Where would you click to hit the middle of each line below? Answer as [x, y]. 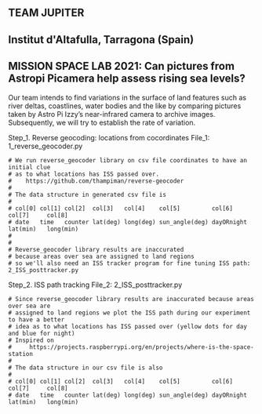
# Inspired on [31, 340]
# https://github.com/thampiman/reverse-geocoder [96, 181]
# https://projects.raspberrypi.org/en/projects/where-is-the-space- [131, 347]
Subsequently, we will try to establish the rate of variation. [102, 122]
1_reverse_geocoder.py [45, 146]
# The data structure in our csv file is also [86, 368]
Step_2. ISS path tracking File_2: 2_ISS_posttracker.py [95, 285]
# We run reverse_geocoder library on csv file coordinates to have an [127, 160]
